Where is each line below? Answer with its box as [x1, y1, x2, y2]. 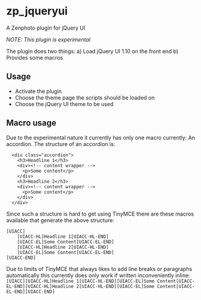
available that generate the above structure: [6, 216, 114, 224]
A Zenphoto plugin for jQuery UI [6, 24, 85, 31]
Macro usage [6, 118, 57, 128]
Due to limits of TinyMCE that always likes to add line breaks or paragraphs [6, 265, 193, 272]
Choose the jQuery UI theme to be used [14, 100, 114, 107]
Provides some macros [6, 54, 63, 61]
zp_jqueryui [6, 4, 68, 18]
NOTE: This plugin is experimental [6, 36, 91, 43]
